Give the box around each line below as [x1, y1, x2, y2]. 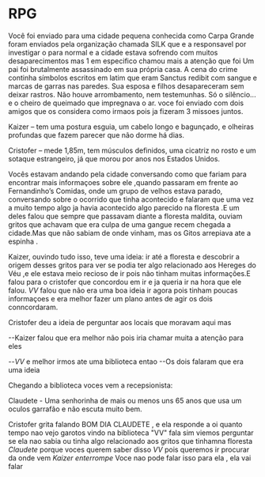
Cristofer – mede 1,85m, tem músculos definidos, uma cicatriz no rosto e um [8, 146, 257, 155]
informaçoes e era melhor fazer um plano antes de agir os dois [8, 293, 214, 303]
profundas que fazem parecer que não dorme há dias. [8, 130, 184, 139]
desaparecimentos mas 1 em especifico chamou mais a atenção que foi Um [8, 56, 255, 66]
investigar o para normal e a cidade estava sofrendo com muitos [8, 47, 218, 57]
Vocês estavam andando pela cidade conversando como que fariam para [8, 169, 247, 179]
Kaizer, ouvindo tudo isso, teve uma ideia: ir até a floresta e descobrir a [8, 252, 240, 261]
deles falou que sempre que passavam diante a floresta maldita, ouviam [8, 211, 243, 221]
